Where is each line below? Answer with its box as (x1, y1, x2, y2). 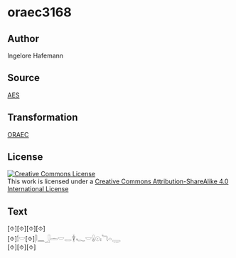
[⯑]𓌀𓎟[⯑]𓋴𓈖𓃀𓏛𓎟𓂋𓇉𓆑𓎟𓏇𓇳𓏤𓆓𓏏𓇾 (7, 235, 121, 243)
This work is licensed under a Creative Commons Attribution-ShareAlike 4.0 (7, 177, 229, 186)
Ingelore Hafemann (7, 51, 64, 60)
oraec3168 (7, 4, 73, 21)
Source (7, 72, 41, 84)
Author (7, 33, 39, 45)
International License (7, 185, 69, 193)
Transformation (7, 112, 78, 124)
